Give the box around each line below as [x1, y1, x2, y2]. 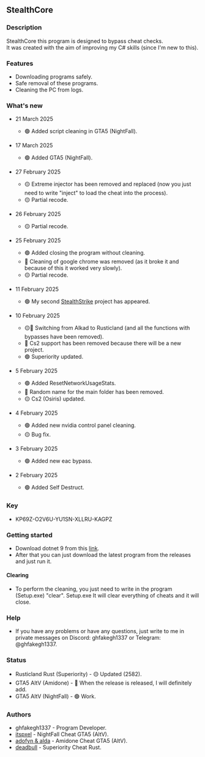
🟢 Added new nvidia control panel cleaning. [24, 421, 136, 429]
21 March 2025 [15, 115, 53, 123]
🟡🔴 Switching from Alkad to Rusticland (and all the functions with [24, 325, 190, 332]
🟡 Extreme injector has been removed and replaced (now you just [24, 180, 192, 188]
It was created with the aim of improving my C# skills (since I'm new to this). [6, 44, 199, 51]
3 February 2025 [15, 445, 58, 453]
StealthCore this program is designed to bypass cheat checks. [6, 37, 163, 45]
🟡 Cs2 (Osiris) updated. [24, 395, 86, 402]
